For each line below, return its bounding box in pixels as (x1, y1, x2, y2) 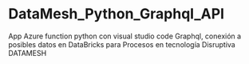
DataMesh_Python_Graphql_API (8, 5, 225, 23)
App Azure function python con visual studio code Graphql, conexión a (8, 31, 242, 41)
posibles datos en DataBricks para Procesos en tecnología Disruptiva (8, 39, 235, 49)
